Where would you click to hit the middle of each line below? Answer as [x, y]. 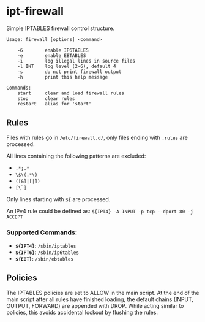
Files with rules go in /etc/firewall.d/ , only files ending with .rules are [97, 137]
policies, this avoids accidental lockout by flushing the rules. [82, 312]
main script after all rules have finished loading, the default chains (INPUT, [100, 299]
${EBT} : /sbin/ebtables [44, 259]
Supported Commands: [42, 232]
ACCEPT [15, 217]
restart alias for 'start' [54, 104]
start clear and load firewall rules [71, 93]
